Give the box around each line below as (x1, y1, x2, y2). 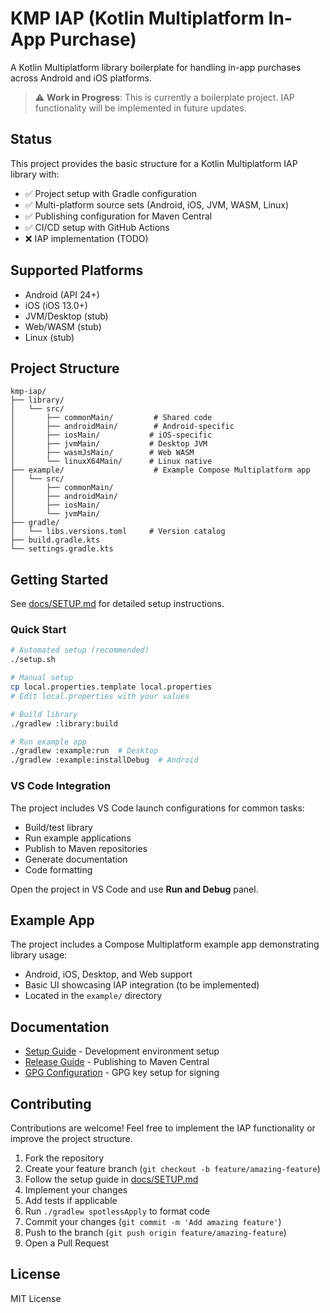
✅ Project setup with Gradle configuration (24, 187, 198, 199)
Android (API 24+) (24, 288, 100, 301)
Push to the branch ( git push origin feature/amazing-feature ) (24, 1226, 287, 1238)
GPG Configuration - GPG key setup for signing (24, 1067, 220, 1079)
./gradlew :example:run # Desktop (10, 746, 159, 756)
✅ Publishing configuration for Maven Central (24, 210, 213, 222)
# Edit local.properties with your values (10, 691, 190, 701)
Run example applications (24, 832, 132, 844)
